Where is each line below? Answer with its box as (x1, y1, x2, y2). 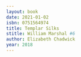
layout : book (6, 8, 38, 15)
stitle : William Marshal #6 (6, 31, 76, 37)
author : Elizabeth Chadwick (6, 36, 76, 42)
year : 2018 (6, 42, 33, 48)
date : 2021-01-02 (6, 14, 49, 20)
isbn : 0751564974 (6, 20, 49, 26)
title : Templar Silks (6, 25, 60, 31)
